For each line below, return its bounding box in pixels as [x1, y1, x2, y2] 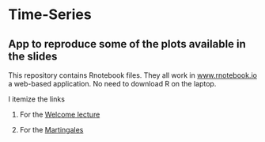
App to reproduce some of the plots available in [8, 37, 247, 51]
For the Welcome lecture [19, 109, 100, 119]
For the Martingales [19, 125, 84, 134]
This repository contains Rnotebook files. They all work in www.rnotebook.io [8, 71, 257, 80]
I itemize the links [8, 94, 66, 104]
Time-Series [8, 6, 93, 24]
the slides [8, 49, 58, 63]
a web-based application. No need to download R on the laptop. [8, 79, 217, 88]
